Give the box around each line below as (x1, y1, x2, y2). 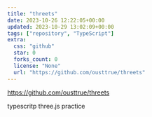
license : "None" (13, 62, 61, 69)
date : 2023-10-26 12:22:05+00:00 (7, 17, 105, 24)
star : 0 (13, 50, 36, 57)
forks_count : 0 (13, 56, 58, 63)
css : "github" (13, 43, 55, 50)
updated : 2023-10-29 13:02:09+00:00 (7, 23, 114, 30)
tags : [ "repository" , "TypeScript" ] (7, 29, 114, 37)
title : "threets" (7, 10, 58, 18)
